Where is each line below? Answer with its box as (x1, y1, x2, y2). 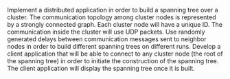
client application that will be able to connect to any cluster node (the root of (7, 49, 223, 58)
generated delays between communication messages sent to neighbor (7, 35, 207, 43)
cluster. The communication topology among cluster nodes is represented (7, 13, 216, 21)
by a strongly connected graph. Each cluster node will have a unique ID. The (7, 21, 223, 28)
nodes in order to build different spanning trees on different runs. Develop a (7, 43, 221, 50)
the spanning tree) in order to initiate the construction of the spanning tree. (7, 57, 219, 65)
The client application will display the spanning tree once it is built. (7, 65, 196, 72)
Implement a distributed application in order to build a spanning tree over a (7, 6, 218, 14)
